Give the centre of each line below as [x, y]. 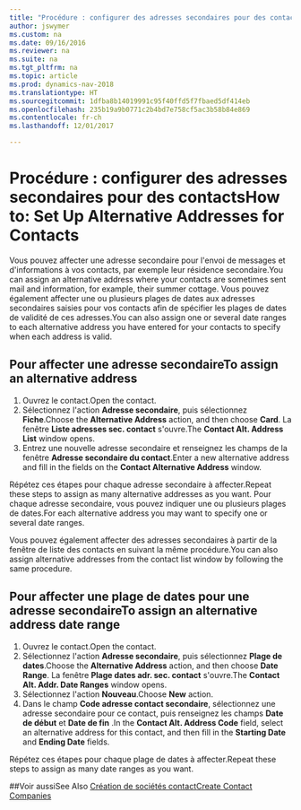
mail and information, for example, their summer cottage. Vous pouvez [139, 289]
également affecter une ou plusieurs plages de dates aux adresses [132, 298]
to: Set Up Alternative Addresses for [147, 217]
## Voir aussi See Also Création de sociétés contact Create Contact [131, 786]
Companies [30, 796]
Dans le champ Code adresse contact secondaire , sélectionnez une [149, 703]
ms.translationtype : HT [54, 92]
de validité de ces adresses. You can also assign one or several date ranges [148, 317]
